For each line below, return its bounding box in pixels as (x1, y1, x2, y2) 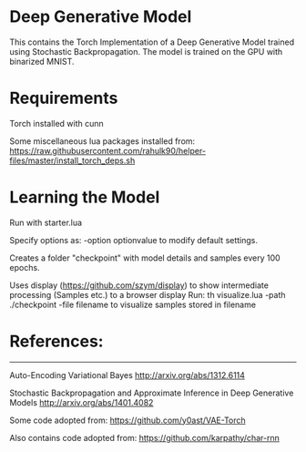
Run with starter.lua (9, 217, 83, 228)
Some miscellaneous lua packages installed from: (9, 135, 196, 147)
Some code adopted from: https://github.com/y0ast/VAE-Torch (9, 415, 246, 426)
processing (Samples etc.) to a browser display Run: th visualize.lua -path (9, 289, 286, 300)
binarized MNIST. (9, 56, 75, 67)
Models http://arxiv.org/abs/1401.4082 (9, 396, 154, 407)
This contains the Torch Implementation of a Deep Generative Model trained (9, 36, 294, 47)
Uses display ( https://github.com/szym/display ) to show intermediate (9, 280, 269, 291)
